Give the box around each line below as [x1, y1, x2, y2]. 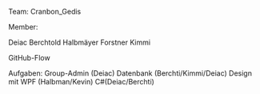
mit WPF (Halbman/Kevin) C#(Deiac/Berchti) [8, 77, 154, 86]
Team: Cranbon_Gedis [8, 7, 82, 16]
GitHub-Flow [8, 53, 50, 62]
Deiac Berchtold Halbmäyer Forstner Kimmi [8, 37, 150, 47]
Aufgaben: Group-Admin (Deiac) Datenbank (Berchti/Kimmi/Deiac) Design [8, 69, 252, 78]
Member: [8, 22, 38, 31]
